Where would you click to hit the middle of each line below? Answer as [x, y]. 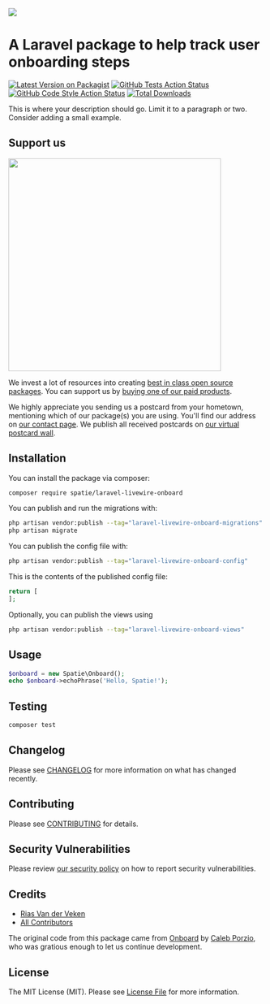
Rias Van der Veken [53, 914]
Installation [37, 459]
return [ [23, 592]
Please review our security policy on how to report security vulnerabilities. [132, 868]
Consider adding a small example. [65, 117]
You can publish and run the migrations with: [83, 508]
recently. [23, 778]
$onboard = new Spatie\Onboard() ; [67, 673]
